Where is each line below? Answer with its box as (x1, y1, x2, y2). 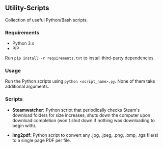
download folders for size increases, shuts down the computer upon (12, 112, 151, 118)
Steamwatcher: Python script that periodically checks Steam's (12, 107, 140, 113)
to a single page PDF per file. (12, 137, 71, 143)
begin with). (12, 123, 37, 128)
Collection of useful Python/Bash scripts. (5, 17, 88, 23)
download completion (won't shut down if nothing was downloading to (12, 117, 155, 123)
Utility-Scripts (5, 4, 49, 12)
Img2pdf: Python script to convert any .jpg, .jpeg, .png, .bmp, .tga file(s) (12, 132, 159, 138)
